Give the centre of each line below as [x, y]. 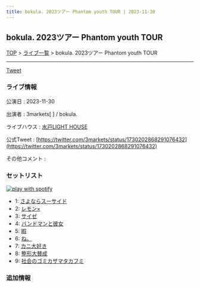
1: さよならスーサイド [41, 201]
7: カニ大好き [31, 246]
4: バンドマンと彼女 [39, 224]
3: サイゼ [26, 216]
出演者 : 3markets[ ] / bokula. [42, 114]
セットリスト [25, 175]
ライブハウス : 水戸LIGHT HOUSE [47, 127]
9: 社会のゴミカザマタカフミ [49, 261]
